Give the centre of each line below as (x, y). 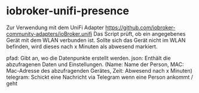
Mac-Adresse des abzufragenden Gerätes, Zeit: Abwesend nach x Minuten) (99, 70)
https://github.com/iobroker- (140, 27)
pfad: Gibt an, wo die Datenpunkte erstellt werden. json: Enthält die (89, 58)
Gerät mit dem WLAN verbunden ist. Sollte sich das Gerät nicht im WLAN (96, 40)
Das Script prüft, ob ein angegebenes (140, 33)
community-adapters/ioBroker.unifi (49, 33)
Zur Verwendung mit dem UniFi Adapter (55, 27)
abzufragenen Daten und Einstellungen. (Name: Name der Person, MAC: (95, 64)
